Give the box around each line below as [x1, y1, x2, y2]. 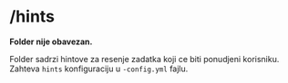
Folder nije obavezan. [9, 36, 93, 47]
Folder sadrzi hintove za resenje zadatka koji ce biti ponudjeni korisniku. [9, 53, 280, 64]
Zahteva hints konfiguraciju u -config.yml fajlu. [9, 63, 189, 74]
